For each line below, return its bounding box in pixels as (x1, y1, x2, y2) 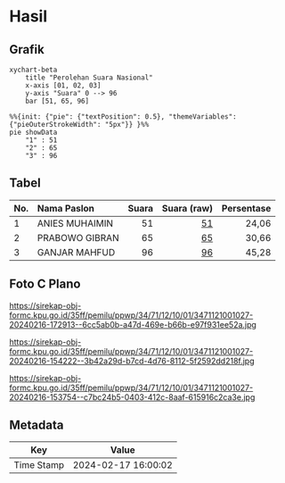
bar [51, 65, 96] (25, 96, 90, 105)
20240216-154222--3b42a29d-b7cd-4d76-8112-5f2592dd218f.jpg (9, 355, 256, 366)
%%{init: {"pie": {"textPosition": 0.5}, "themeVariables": (9, 112, 238, 121)
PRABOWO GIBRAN (37, 231, 119, 244)
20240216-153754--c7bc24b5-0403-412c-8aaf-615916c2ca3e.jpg (9, 391, 256, 403)
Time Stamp (13, 459, 65, 471)
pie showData (9, 128, 58, 137)
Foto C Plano (9, 277, 81, 292)
